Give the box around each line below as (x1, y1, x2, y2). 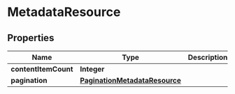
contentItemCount (10, 64, 73, 74)
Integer (80, 64, 105, 74)
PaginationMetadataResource (80, 76, 182, 85)
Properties (7, 32, 55, 44)
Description (187, 53, 228, 62)
